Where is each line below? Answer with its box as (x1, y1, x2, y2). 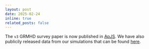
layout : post (5, 7, 32, 12)
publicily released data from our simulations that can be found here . (5, 39, 141, 45)
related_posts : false (5, 20, 49, 25)
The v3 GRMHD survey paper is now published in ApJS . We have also (5, 34, 145, 39)
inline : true (5, 16, 32, 21)
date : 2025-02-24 (5, 12, 40, 16)
